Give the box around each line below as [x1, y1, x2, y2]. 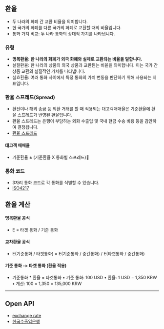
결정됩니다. [17, 124, 39, 130]
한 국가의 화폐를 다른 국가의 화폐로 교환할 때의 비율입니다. [12, 24, 122, 30]
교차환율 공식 [5, 239, 30, 245]
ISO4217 [12, 185, 29, 191]
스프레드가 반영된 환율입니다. [17, 112, 72, 118]
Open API [5, 300, 35, 308]
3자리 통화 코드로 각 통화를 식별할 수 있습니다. [12, 180, 100, 185]
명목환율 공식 [5, 215, 30, 221]
